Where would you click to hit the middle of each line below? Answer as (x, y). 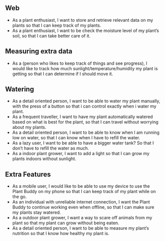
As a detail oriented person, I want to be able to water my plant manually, (86, 101)
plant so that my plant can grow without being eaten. (66, 223)
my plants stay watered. (36, 212)
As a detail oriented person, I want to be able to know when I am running (86, 132)
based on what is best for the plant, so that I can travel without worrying (85, 122)
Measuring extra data (39, 51)
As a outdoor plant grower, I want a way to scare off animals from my (82, 218)
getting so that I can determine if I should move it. (63, 74)
